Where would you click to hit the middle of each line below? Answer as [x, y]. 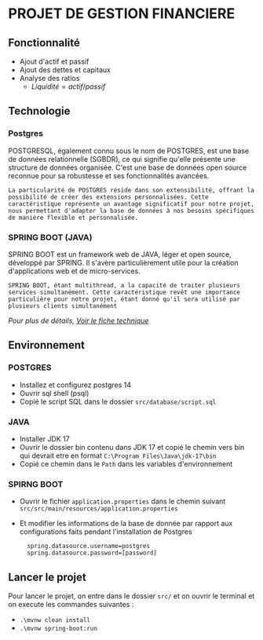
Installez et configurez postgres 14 [75, 385]
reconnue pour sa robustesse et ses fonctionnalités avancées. [109, 176]
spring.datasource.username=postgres [89, 547]
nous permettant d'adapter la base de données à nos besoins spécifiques [131, 210]
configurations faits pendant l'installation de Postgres [106, 532]
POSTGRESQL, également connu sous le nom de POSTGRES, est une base [129, 151]
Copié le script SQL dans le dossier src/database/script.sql [118, 401]
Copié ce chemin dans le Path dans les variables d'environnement [126, 463]
